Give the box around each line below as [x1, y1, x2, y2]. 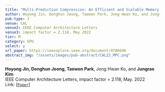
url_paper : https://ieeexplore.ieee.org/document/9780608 [5, 48, 126, 53]
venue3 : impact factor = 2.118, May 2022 [5, 30, 91, 35]
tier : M [5, 35, 21, 40]
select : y [5, 44, 26, 48]
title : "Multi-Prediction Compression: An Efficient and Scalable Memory [5, 7, 160, 12]
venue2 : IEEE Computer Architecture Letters [5, 25, 98, 30]
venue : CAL [5, 21, 27, 26]
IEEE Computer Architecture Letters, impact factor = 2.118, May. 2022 [5, 76, 145, 82]
